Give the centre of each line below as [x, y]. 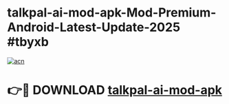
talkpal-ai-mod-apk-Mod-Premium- [112, 13]
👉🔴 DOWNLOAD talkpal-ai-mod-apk [115, 90]
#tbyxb [28, 42]
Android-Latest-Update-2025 [94, 27]
